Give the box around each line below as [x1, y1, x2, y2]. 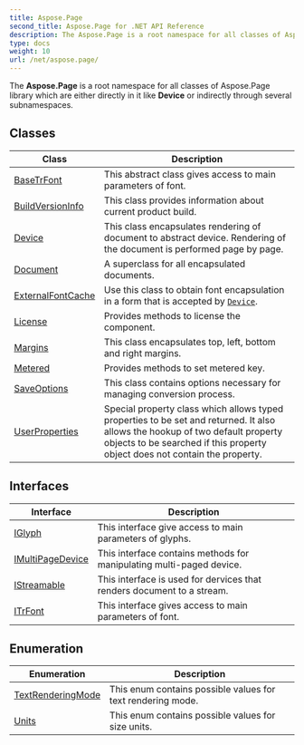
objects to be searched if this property [103, 436, 267, 449]
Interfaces [9, 479, 70, 494]
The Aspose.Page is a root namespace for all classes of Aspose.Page [9, 81, 271, 91]
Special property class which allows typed [103, 402, 284, 415]
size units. [109, 721, 152, 733]
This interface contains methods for [97, 547, 250, 559]
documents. [103, 268, 155, 281]
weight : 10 [9, 47, 51, 56]
